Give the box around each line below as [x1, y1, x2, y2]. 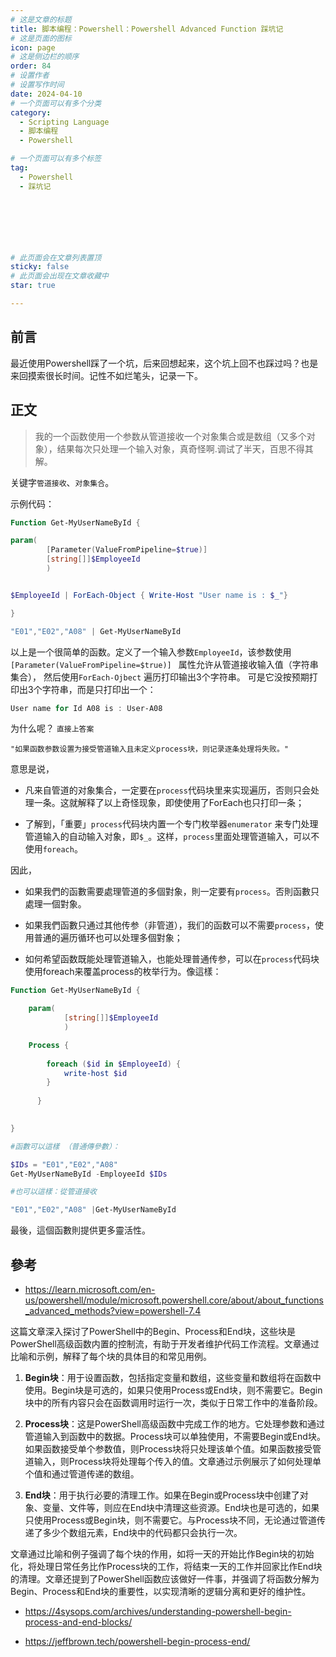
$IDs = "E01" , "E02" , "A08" [10, 1159, 118, 1170]
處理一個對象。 [24, 898, 87, 910]
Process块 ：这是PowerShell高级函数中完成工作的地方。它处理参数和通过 [24, 1417, 325, 1430]
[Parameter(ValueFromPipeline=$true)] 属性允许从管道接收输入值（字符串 [10, 658, 319, 670]
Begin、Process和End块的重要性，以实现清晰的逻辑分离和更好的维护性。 [10, 1585, 312, 1597]
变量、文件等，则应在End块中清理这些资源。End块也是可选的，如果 [42, 1501, 320, 1513]
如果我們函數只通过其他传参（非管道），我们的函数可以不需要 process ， [24, 919, 315, 931]
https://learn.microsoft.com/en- [24, 1283, 156, 1295]
